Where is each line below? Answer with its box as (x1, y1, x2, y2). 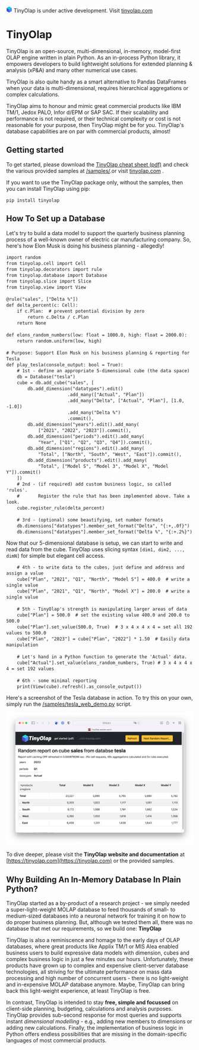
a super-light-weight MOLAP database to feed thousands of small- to (6, 906, 176, 913)
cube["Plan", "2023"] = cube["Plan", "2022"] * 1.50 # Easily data (17, 636, 190, 642)
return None (17, 320, 46, 326)
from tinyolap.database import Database (6, 272, 108, 278)
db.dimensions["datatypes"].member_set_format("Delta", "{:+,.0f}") (17, 523, 190, 529)
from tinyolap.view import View (6, 284, 86, 290)
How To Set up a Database (6, 214, 105, 224)
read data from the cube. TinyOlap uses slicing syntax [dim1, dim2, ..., (6, 545, 185, 552)
